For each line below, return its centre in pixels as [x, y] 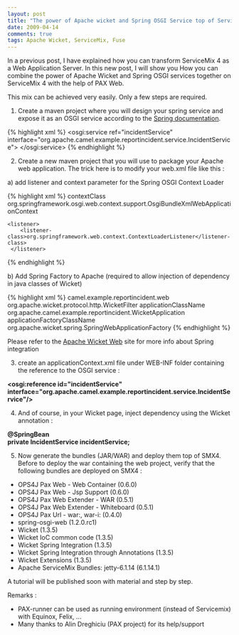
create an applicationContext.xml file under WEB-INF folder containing [121, 363]
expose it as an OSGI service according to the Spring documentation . [119, 119]
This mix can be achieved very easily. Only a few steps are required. [107, 97]
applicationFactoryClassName [52, 320]
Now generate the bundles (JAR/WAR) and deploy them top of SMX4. [119, 456]
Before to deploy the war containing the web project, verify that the [116, 464]
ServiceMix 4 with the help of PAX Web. [66, 83]
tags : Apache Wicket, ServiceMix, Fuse [67, 41]
